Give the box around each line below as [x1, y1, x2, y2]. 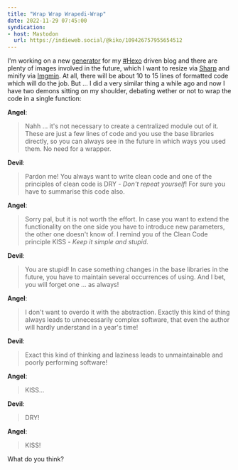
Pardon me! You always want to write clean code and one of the [24, 172, 212, 181]
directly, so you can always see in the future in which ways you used [24, 137, 226, 146]
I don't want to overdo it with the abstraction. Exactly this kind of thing [24, 308, 230, 317]
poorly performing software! [24, 358, 108, 367]
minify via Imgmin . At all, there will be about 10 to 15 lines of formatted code [7, 72, 229, 80]
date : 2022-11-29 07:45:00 [7, 17, 87, 24]
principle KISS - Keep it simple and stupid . [24, 238, 149, 246]
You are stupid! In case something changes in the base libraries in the [24, 265, 229, 274]
